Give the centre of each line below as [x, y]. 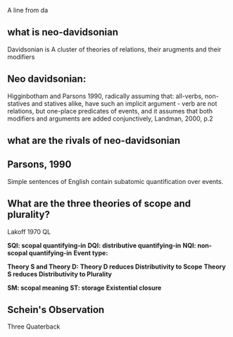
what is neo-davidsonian [63, 32]
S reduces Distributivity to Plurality [60, 274]
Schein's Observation [56, 310]
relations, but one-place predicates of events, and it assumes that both [110, 111]
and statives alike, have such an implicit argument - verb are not [124, 103]
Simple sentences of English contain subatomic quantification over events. [115, 181]
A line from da [27, 10]
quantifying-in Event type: [68, 252]
